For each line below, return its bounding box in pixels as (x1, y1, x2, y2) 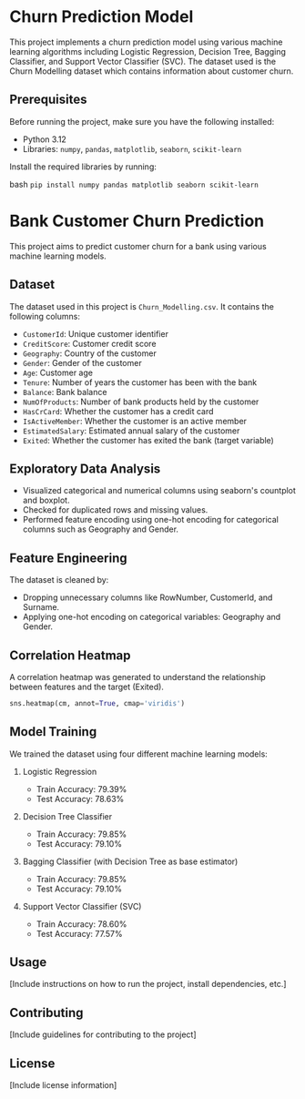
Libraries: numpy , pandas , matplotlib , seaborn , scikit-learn (22, 143, 242, 154)
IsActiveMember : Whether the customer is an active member (22, 415, 248, 426)
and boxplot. (22, 494, 70, 506)
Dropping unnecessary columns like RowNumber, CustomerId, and (22, 592, 273, 603)
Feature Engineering (9, 550, 127, 565)
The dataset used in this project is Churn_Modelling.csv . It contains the (9, 300, 275, 311)
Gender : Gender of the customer (22, 357, 143, 368)
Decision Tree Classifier (22, 810, 113, 821)
